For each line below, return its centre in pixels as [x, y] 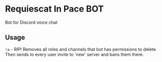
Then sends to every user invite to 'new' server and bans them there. [74, 54]
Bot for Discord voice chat [31, 22]
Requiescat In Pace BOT [54, 9]
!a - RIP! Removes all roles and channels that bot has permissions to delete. [81, 49]
